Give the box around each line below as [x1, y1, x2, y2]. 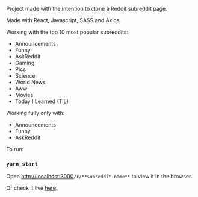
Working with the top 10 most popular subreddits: [6, 28, 128, 36]
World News [14, 78, 46, 86]
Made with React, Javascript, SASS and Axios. [6, 17, 122, 23]
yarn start [6, 160, 38, 167]
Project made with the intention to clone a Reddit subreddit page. [6, 5, 167, 12]
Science [14, 72, 36, 79]
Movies [14, 92, 34, 98]
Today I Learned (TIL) [14, 98, 69, 105]
